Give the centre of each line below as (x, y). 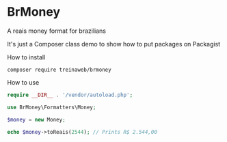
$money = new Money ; (37, 119)
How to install (26, 57)
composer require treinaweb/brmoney (59, 70)
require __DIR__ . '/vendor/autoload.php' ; (70, 95)
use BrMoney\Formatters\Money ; (52, 107)
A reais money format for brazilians (56, 31)
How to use (23, 82)
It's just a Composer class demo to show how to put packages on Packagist (114, 44)
